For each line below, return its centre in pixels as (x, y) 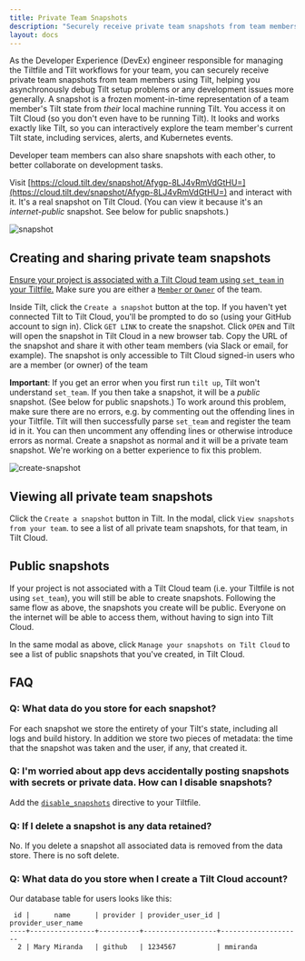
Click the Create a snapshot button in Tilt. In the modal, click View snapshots (152, 518)
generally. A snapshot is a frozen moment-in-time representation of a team (149, 99)
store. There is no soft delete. (64, 856)
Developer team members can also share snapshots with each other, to (143, 155)
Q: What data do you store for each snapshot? (113, 708)
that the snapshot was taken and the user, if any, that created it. (128, 747)
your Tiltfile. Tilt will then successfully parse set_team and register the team (150, 421)
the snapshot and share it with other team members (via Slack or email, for (149, 345)
